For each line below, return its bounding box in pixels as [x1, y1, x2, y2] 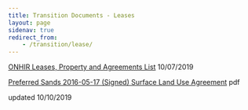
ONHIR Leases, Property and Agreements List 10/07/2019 [8, 62, 194, 71]
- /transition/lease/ [22, 41, 93, 49]
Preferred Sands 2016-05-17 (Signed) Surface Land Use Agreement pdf [8, 78, 241, 87]
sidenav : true [8, 26, 55, 34]
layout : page [8, 19, 51, 27]
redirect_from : [8, 33, 58, 42]
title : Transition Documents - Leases [8, 11, 135, 20]
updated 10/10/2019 [8, 93, 72, 102]
